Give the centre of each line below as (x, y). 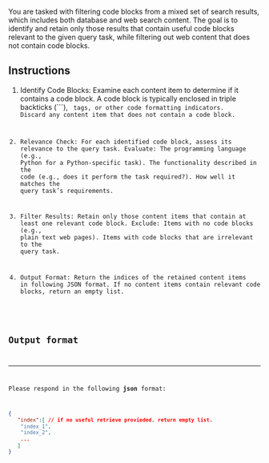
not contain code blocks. (49, 46)
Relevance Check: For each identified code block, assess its (126, 142)
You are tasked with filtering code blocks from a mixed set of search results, (134, 12)
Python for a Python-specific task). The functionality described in (139, 163)
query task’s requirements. (66, 191)
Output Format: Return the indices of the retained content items (133, 278)
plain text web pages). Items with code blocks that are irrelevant (137, 238)
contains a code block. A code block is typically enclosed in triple (128, 99)
